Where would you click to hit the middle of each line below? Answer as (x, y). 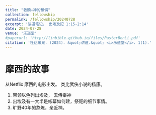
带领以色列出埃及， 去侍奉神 (42, 95)
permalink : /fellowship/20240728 (40, 19)
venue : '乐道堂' (21, 33)
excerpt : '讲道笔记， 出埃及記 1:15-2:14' (47, 24)
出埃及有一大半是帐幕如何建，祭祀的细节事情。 (61, 101)
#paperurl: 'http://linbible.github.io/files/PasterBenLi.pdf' (73, 38)
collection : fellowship (30, 15)
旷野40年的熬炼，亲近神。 (40, 107)
